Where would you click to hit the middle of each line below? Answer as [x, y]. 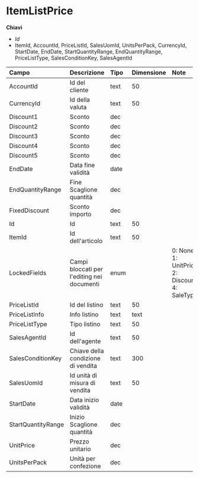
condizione [85, 358]
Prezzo [79, 441]
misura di [83, 383]
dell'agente [85, 341]
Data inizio [84, 400]
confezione [85, 466]
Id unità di [84, 375]
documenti [84, 284]
